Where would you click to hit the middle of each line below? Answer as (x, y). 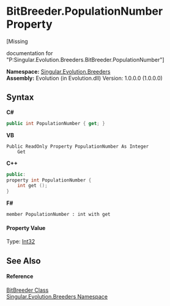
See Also (24, 261)
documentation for (30, 53)
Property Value (26, 228)
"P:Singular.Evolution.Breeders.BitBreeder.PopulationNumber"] (85, 59)
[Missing (17, 41)
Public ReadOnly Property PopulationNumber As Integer (78, 146)
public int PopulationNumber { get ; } (56, 123)
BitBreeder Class (28, 290)
